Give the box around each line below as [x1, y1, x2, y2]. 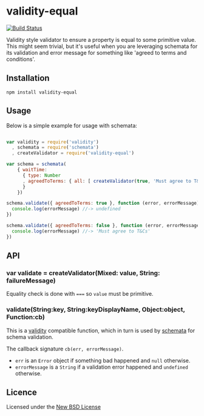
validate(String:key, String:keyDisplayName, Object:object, [6, 305, 185, 314]
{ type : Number [22, 172, 61, 179]
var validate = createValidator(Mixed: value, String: [6, 269, 160, 277]
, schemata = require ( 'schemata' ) [12, 145, 99, 151]
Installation [6, 73, 50, 83]
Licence [6, 387, 38, 398]
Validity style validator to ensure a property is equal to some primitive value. [6, 36, 196, 43]
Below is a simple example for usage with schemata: [6, 121, 138, 129]
